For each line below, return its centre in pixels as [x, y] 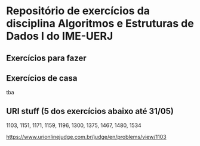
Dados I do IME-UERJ [60, 36]
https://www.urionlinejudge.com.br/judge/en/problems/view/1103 [86, 137]
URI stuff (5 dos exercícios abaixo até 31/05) [90, 111]
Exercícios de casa [42, 78]
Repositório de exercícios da [78, 11]
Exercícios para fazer [46, 58]
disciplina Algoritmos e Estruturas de [100, 23]
